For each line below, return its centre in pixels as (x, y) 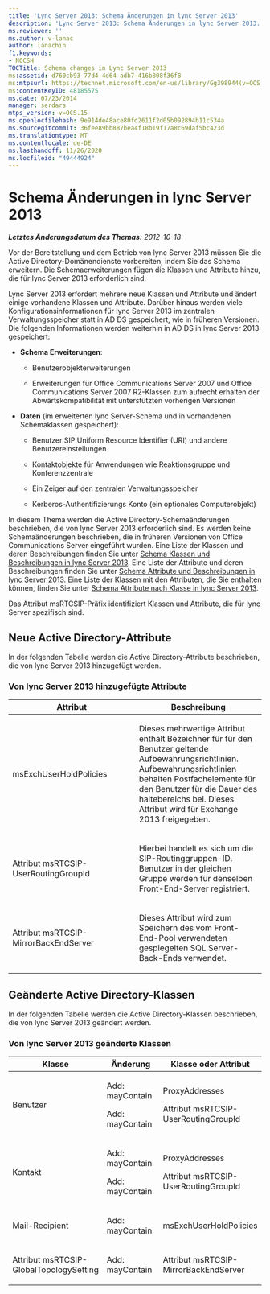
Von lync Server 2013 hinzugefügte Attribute (98, 686)
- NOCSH (21, 61)
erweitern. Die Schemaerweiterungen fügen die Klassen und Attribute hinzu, (135, 270)
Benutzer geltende (174, 749)
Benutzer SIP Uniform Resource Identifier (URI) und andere (129, 440)
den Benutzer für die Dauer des (198, 789)
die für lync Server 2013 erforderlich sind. (78, 278)
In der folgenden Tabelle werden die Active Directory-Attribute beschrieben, (134, 657)
